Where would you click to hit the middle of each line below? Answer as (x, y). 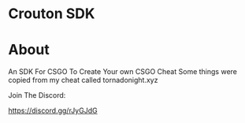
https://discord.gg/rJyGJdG (53, 110)
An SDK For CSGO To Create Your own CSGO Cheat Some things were (123, 72)
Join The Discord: (37, 95)
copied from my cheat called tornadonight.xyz (83, 80)
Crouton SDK (52, 14)
